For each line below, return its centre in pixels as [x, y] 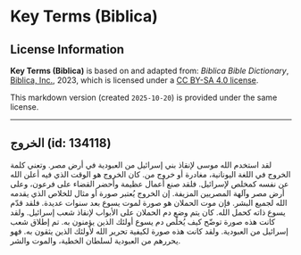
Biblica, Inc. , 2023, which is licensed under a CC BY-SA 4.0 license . [134, 80]
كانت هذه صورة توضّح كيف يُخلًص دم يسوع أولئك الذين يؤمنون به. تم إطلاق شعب [143, 221]
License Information [67, 49]
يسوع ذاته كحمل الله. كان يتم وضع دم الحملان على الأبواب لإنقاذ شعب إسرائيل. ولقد [148, 212]
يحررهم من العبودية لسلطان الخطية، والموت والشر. [96, 240]
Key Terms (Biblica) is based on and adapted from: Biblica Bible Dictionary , [150, 70]
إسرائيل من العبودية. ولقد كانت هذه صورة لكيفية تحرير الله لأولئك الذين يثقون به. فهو [149, 231]
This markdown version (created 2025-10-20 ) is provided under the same [144, 97]
